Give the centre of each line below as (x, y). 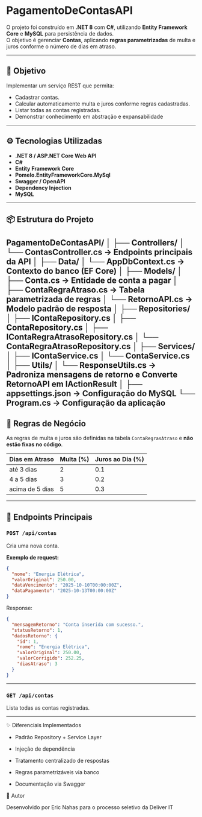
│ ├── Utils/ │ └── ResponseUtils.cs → (81, 365)
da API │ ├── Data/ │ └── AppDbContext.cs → (96, 262)
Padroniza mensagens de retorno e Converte (92, 375)
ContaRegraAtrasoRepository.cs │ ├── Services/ (101, 346)
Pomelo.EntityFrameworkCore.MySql (63, 175)
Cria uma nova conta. (33, 546)
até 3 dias (23, 470)
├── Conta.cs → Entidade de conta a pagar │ (92, 281)
